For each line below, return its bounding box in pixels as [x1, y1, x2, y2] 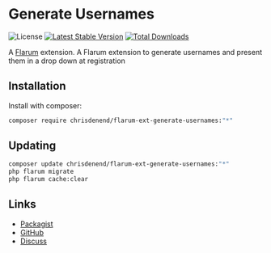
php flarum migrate [8, 167, 74, 176]
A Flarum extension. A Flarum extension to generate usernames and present [8, 47, 263, 57]
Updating [8, 139, 57, 153]
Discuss [19, 236, 47, 246]
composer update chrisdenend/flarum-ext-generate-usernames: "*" [8, 160, 230, 168]
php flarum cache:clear [8, 175, 89, 183]
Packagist [19, 219, 54, 229]
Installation [8, 79, 66, 93]
